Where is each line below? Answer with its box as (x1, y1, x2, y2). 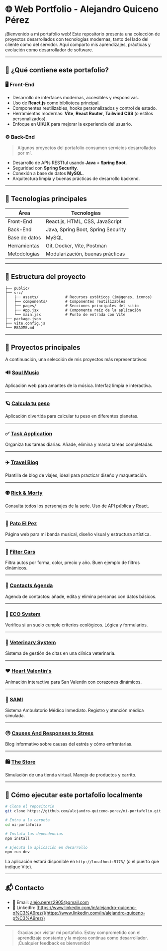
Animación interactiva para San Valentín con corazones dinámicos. (5, 679, 142, 685)
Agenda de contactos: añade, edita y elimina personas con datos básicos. (5, 593, 157, 599)
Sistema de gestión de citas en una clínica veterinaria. (5, 650, 116, 656)
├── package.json (5, 316, 41, 321)
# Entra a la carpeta (5, 818, 50, 823)
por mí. (17, 150, 32, 156)
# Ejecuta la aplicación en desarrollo (5, 845, 88, 850)
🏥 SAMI (5, 696, 23, 703)
